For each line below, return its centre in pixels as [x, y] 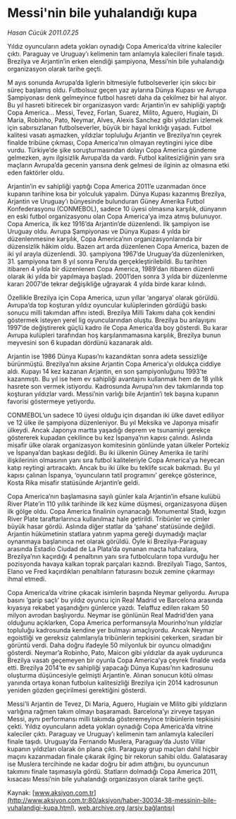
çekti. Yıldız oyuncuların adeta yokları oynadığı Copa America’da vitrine [110, 726]
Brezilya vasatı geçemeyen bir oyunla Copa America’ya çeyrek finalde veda [117, 660]
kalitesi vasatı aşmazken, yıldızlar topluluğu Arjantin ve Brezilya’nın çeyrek [114, 135]
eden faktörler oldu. [36, 172]
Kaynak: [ [21, 792]
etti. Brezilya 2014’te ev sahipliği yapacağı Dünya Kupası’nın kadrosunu [110, 667]
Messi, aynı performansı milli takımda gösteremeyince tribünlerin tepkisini [114, 719]
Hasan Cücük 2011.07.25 [43, 33]
